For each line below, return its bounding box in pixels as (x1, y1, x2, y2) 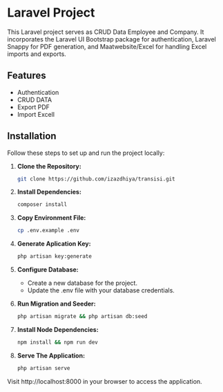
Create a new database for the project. (27, 279, 138, 288)
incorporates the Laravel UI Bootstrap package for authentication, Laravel (7, 35, 216, 43)
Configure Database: (17, 265, 79, 274)
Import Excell (17, 110, 55, 118)
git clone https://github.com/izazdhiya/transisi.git (17, 175, 175, 183)
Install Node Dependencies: (17, 325, 99, 333)
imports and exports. (7, 50, 67, 58)
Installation (7, 130, 57, 142)
